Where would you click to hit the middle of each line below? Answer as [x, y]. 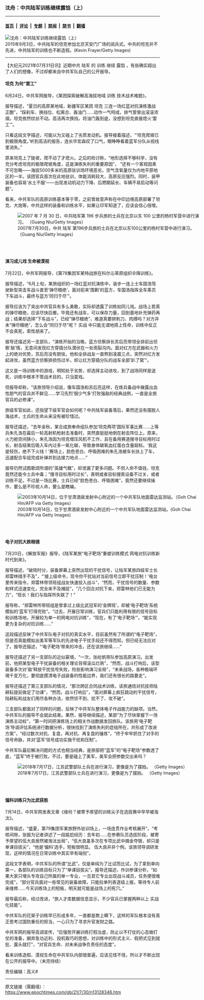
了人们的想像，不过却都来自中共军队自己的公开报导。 [59, 71]
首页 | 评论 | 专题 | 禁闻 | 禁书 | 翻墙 [45, 26]
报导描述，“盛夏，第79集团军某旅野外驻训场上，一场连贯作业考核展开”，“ [79, 829]
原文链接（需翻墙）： [26, 987]
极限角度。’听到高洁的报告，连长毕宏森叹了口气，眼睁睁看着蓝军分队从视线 [84, 141]
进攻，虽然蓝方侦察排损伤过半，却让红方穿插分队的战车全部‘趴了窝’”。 [80, 360]
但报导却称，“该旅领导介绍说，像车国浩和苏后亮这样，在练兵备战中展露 [77, 387]
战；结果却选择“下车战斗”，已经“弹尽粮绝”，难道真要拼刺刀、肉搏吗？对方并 [82, 319]
